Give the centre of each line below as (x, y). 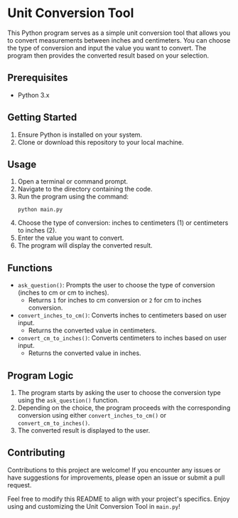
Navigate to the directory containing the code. (85, 189)
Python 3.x (33, 95)
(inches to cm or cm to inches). (63, 292)
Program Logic (40, 375)
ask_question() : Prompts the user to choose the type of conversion (116, 285)
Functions (30, 268)
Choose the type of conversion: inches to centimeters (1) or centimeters (123, 223)
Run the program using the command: (73, 196)
